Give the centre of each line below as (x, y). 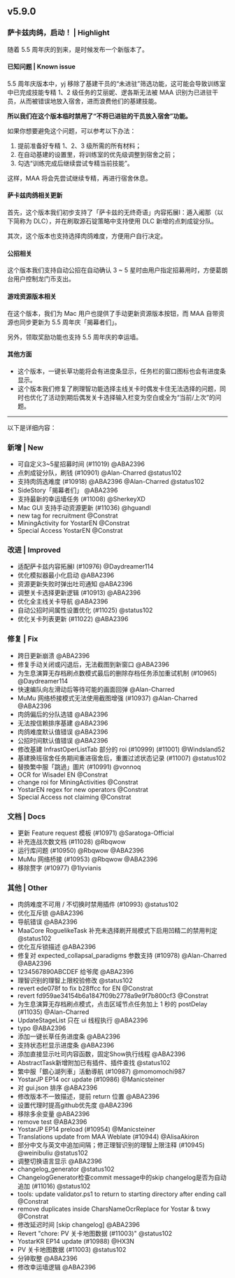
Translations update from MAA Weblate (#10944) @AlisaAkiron (108, 1137)
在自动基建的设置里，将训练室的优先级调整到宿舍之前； (97, 154)
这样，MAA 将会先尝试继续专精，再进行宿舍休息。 (80, 178)
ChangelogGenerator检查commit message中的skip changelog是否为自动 (122, 1178)
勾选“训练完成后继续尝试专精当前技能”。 (76, 163)
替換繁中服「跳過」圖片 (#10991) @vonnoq (79, 767)
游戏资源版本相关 (32, 296)
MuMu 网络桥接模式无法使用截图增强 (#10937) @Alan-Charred (107, 698)
